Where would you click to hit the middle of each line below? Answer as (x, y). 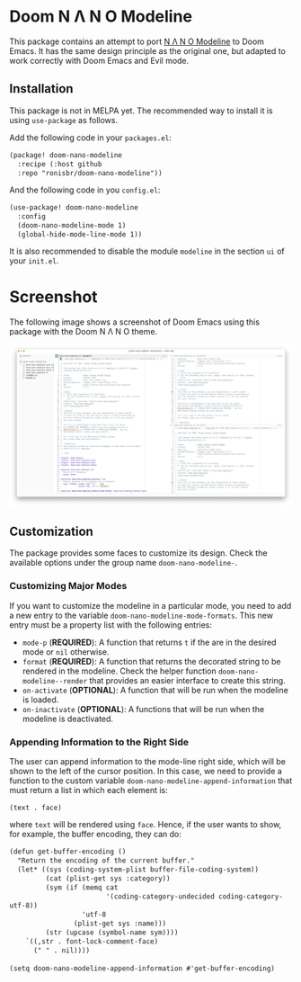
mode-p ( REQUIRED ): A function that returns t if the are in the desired (149, 642)
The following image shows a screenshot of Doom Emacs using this (135, 322)
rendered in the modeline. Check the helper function (120, 671)
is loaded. (40, 700)
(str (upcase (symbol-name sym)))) (112, 933)
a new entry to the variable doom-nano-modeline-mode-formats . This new (142, 615)
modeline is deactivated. (68, 719)
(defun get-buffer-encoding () (68, 852)
